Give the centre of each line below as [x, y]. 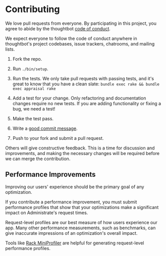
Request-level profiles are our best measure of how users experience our [81, 222]
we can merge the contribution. [38, 159]
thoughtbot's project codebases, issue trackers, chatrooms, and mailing [80, 43]
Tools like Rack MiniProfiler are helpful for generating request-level [75, 243]
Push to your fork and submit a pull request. [58, 138]
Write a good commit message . [45, 128]
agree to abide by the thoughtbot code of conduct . [58, 28]
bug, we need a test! [34, 109]
